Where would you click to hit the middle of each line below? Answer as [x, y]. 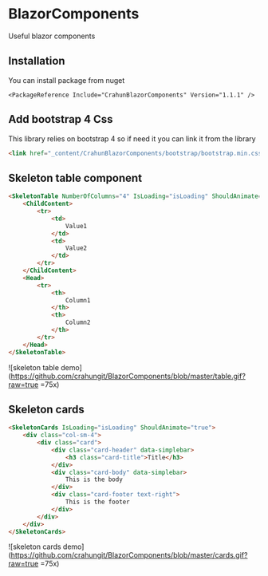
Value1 [76, 226]
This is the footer [97, 502]
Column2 [78, 323]
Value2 [76, 248]
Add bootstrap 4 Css [61, 119]
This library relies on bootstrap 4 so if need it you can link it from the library [132, 138]
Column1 [78, 300]
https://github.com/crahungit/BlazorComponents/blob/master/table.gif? [128, 376]
